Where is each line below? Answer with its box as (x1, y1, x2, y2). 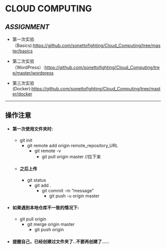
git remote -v (34, 148, 61, 154)
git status (27, 177, 46, 183)
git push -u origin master (49, 193, 100, 199)
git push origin (34, 227, 64, 232)
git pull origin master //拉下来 (41, 154, 101, 160)
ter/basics (12, 48, 33, 54)
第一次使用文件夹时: (12, 125, 53, 131)
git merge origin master (27, 221, 75, 227)
